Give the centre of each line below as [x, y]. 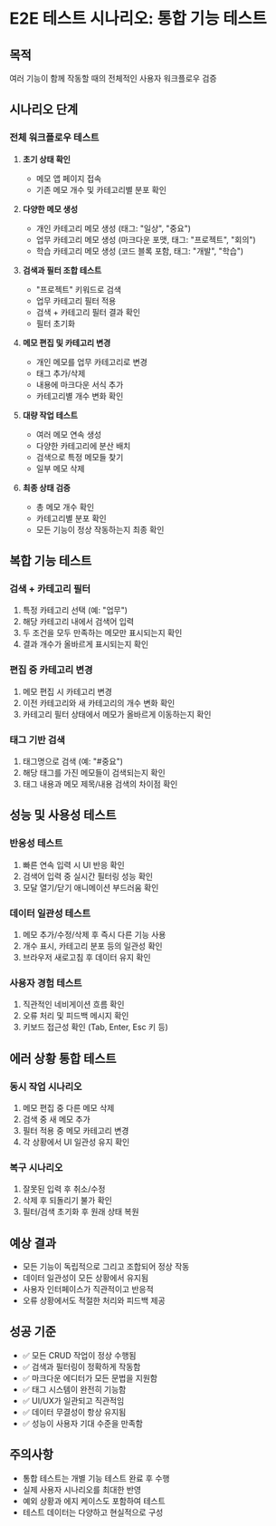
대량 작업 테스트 [50, 415]
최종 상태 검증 [46, 488]
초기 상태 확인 [46, 159]
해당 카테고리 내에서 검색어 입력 [78, 622]
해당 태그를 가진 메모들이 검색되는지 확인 [94, 772]
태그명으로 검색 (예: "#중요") [73, 761]
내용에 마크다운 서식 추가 [80, 384]
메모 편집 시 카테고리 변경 [67, 691]
